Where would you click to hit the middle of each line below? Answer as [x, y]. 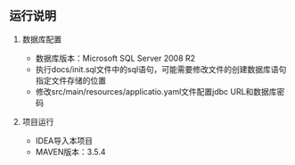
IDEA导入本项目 [64, 140]
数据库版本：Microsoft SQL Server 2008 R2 [115, 58]
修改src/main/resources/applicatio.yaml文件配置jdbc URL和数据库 [156, 91]
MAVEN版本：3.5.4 [70, 152]
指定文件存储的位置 [71, 80]
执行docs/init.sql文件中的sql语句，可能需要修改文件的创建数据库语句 [161, 69]
